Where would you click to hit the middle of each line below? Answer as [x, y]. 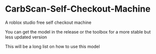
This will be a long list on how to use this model [52, 46]
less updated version [26, 37]
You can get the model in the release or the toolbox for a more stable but [78, 32]
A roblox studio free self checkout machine [48, 22]
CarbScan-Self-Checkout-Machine [78, 9]
